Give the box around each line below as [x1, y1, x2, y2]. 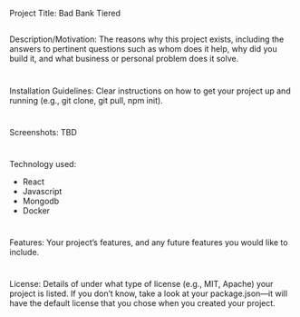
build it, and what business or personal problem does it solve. [9, 54, 239, 64]
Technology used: [9, 158, 77, 169]
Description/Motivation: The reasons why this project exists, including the [9, 34, 285, 45]
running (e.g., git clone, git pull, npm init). [9, 94, 163, 105]
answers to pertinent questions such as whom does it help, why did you [9, 44, 278, 54]
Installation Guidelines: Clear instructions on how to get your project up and [9, 85, 292, 96]
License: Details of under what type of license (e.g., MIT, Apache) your [9, 279, 274, 290]
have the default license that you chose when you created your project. [9, 298, 276, 309]
